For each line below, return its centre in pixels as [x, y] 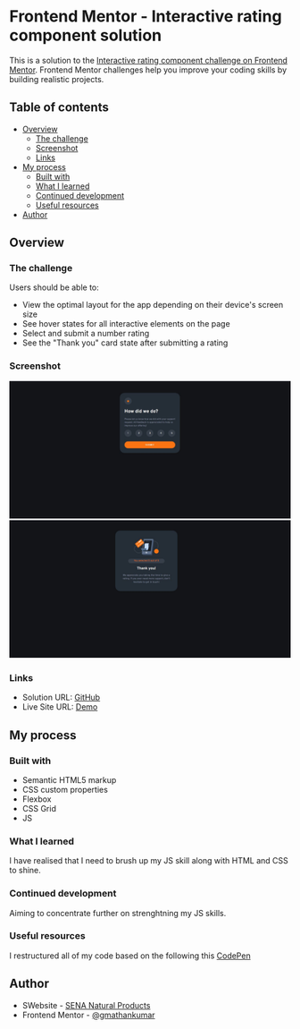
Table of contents [59, 108]
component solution [86, 35]
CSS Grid [39, 808]
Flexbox [37, 799]
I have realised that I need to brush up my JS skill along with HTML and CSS [149, 861]
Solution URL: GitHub [61, 697]
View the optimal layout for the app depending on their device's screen [153, 305]
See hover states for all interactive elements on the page [126, 324]
